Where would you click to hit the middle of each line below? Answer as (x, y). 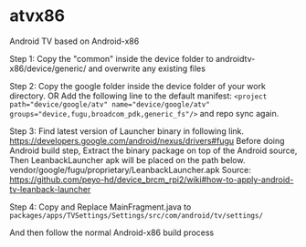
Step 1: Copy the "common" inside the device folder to (112, 58)
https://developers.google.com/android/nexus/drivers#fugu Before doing (147, 140)
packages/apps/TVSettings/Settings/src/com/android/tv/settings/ (136, 215)
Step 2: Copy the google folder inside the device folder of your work (138, 86)
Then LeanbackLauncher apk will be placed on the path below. (127, 160)
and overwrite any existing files (147, 68)
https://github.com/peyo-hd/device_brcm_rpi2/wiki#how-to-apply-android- (152, 180)
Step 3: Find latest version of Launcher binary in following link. (127, 131)
